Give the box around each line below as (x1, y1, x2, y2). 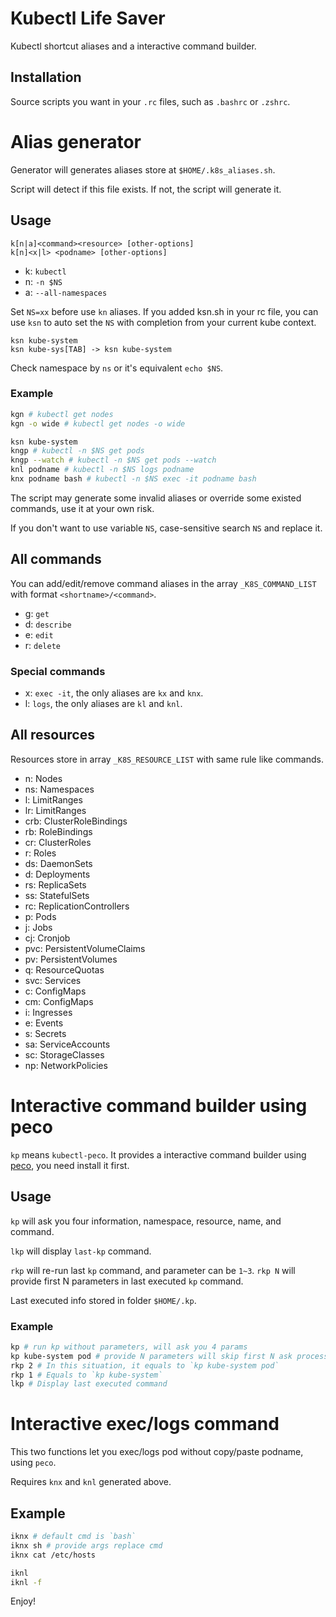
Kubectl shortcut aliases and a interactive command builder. (10, 40, 257, 52)
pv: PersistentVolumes (24, 953, 118, 965)
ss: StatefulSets (24, 889, 90, 901)
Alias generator (10, 130, 142, 153)
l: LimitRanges (24, 793, 83, 806)
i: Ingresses (24, 1006, 73, 1018)
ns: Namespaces (24, 783, 95, 795)
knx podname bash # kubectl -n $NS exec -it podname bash (10, 474, 257, 484)
